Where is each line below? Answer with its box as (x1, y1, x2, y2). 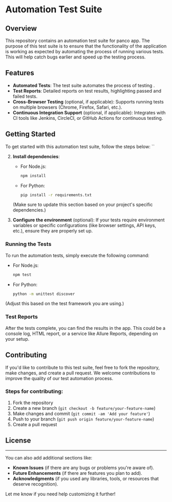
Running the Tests (5, 241, 52, 248)
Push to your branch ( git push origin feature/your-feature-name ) (12, 416, 155, 422)
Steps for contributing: (5, 388, 63, 395)
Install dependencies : (12, 153, 60, 159)
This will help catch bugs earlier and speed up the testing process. (5, 54, 146, 60)
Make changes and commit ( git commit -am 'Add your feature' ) (12, 410, 150, 416)
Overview (5, 24, 37, 33)
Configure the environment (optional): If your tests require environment (12, 217, 165, 223)
